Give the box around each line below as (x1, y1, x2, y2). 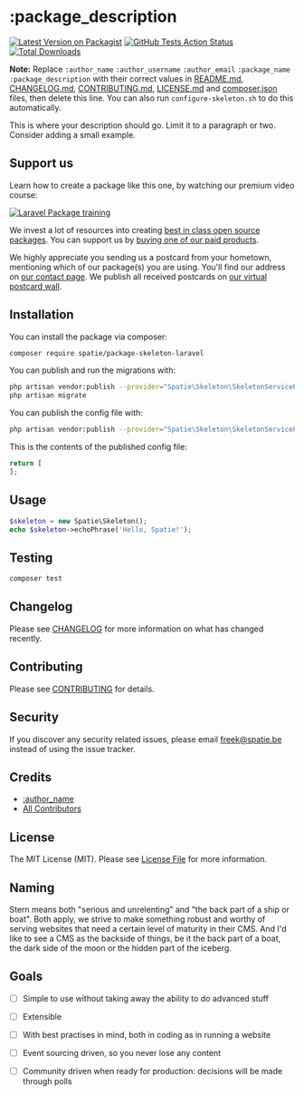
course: (9, 189, 38, 201)
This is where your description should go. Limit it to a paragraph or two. (9, 120, 276, 131)
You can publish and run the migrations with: (9, 365, 176, 376)
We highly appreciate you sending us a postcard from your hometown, (9, 251, 272, 262)
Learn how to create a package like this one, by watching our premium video (9, 180, 295, 191)
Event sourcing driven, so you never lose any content (22, 1047, 222, 1058)
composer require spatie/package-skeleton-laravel (9, 348, 204, 357)
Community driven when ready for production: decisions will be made (22, 1066, 283, 1076)
